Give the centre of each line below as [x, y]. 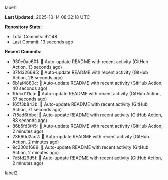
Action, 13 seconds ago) [37, 67]
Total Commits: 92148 [34, 37]
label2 [11, 173]
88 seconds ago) [29, 120]
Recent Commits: [23, 52]
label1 [11, 7]
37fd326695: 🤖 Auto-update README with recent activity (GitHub [80, 72]
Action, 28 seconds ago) [37, 77]
